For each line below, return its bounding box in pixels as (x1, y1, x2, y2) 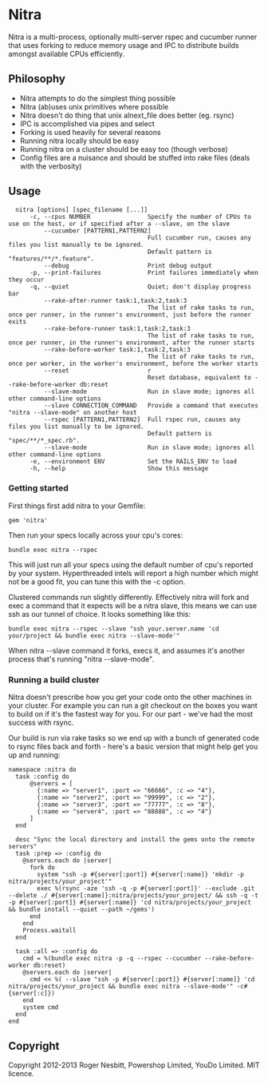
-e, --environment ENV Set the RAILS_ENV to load (29, 457, 238, 465)
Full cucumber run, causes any (147, 233, 251, 241)
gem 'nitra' (8, 516, 48, 524)
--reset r (43, 366, 152, 375)
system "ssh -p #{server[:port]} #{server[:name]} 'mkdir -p (37, 871, 245, 879)
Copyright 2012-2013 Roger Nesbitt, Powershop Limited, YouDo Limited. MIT (8, 1060, 260, 1070)
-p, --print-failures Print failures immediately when (29, 268, 259, 276)
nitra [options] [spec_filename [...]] (15, 205, 148, 213)
